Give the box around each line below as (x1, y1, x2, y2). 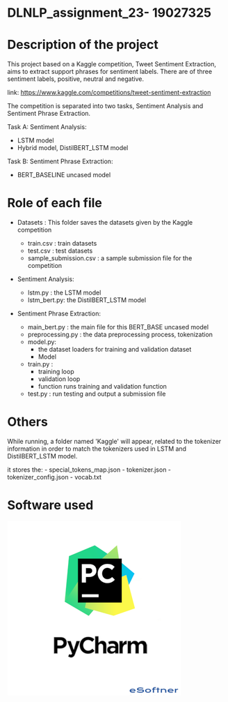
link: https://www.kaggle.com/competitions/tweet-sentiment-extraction (7, 89, 211, 97)
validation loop (38, 375, 81, 383)
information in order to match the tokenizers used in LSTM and (7, 445, 186, 453)
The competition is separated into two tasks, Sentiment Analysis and (7, 102, 204, 110)
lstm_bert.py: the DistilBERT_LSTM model (27, 296, 147, 304)
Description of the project (7, 37, 158, 53)
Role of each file (7, 195, 103, 211)
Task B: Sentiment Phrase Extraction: (7, 157, 113, 165)
